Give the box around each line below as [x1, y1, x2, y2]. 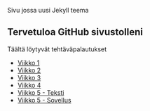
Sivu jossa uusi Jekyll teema [7, 6, 89, 14]
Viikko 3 [17, 73, 41, 81]
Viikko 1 [17, 58, 40, 67]
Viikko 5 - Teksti [17, 88, 64, 97]
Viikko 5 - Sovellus [17, 96, 71, 104]
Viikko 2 [17, 66, 41, 74]
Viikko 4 [17, 81, 41, 89]
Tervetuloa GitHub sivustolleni [7, 26, 144, 38]
